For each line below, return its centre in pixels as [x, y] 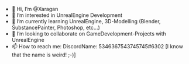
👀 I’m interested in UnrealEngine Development [67, 15]
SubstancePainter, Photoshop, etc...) [56, 27]
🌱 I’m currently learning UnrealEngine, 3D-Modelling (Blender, [86, 21]
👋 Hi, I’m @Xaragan [35, 9]
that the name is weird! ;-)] [44, 55]
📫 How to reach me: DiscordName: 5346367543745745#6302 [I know [97, 46]
